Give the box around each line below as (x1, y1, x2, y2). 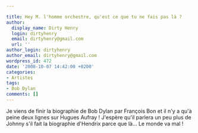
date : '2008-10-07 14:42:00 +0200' (6, 64, 95, 69)
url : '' (11, 42, 31, 47)
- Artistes (6, 75, 33, 81)
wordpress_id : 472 (6, 58, 52, 64)
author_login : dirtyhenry (6, 47, 70, 53)
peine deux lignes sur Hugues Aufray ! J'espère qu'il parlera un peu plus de (6, 113, 191, 121)
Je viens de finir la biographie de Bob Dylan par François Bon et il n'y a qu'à (6, 107, 192, 115)
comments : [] (6, 91, 39, 97)
